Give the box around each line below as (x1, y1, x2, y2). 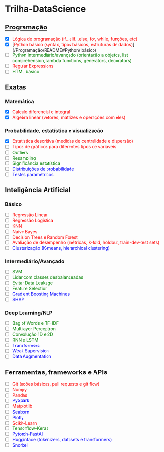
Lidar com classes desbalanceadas (12, 274, 84, 280)
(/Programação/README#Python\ (12, 47, 81, 53)
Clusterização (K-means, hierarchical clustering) (12, 245, 110, 251)
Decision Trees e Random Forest (12, 234, 78, 240)
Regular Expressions (12, 63, 54, 69)
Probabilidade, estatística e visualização (5, 127, 104, 134)
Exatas (5, 83, 26, 91)
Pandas (12, 392, 28, 398)
